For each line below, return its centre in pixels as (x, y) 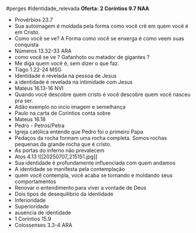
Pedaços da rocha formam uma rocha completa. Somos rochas (91, 138)
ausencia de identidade (43, 213)
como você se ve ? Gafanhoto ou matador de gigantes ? (82, 57)
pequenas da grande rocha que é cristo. (63, 144)
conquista (27, 44)
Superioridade (32, 206)
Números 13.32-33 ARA (43, 51)
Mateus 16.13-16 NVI (39, 88)
